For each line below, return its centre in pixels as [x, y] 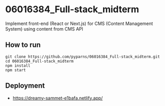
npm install [18, 65]
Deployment [25, 86]
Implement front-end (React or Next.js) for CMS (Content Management [79, 23]
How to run [23, 45]
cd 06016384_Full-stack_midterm [39, 61]
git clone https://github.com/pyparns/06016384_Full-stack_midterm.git [82, 57]
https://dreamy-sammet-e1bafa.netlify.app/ [58, 98]
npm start [16, 70]
